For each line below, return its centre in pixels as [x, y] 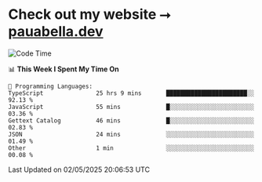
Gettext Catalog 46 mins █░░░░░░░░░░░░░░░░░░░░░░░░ [131, 120]
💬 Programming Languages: [50, 86]
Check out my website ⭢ [89, 15]
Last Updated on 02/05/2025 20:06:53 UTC [79, 169]
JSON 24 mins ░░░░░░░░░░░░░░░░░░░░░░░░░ [131, 134]
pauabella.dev [56, 32]
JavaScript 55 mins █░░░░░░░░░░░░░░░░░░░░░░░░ [131, 107]
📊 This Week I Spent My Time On [64, 69]
